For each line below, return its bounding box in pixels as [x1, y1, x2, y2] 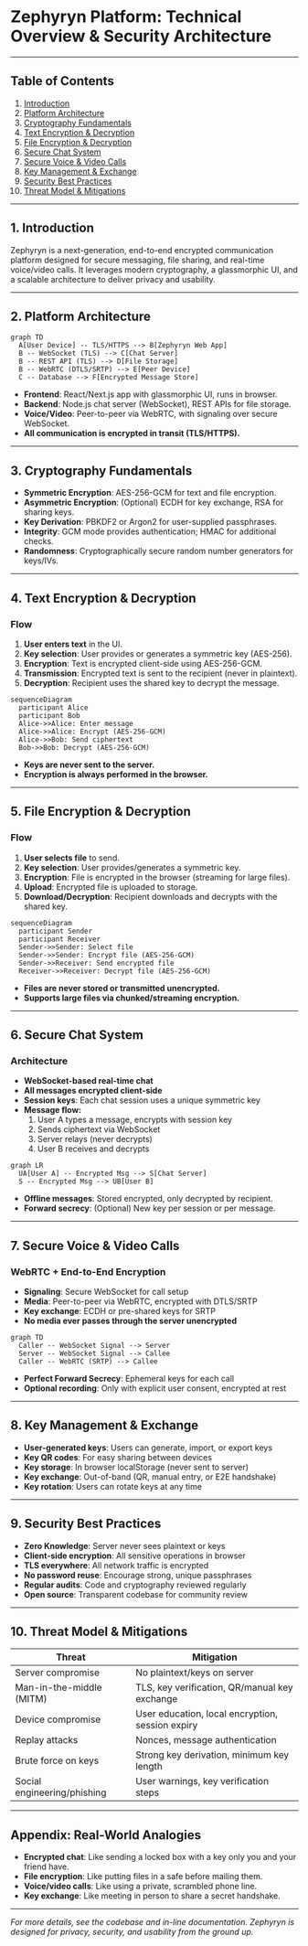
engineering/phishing [15, 1786, 107, 1799]
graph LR [10, 1161, 44, 1171]
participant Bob [18, 711, 80, 720]
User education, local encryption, [134, 1707, 278, 1720]
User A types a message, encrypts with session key [37, 1114, 232, 1126]
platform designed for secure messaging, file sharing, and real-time [10, 254, 265, 265]
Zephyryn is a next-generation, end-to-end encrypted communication [10, 244, 273, 255]
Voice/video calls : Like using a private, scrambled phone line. [23, 1881, 258, 1892]
